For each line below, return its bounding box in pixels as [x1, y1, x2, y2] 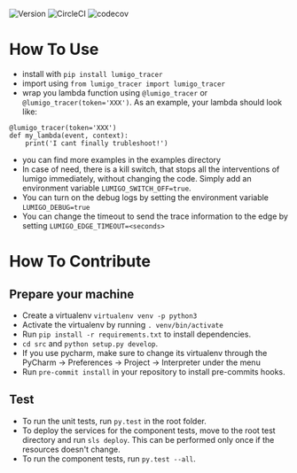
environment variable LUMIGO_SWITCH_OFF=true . [21, 182, 192, 193]
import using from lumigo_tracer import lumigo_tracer [21, 78, 226, 89]
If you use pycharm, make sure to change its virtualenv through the [21, 347, 268, 358]
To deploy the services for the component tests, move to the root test [21, 425, 277, 436]
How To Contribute [9, 252, 151, 272]
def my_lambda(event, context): [9, 131, 129, 140]
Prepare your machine [9, 286, 135, 301]
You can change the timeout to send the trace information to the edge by [21, 211, 288, 221]
